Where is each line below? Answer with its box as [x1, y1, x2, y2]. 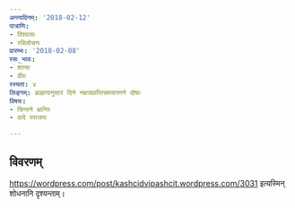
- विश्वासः [9, 30, 36, 39]
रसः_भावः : [9, 55, 36, 64]
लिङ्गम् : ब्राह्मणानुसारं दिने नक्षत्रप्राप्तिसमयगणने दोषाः [9, 88, 142, 97]
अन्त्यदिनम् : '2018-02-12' [9, 13, 91, 22]
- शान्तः [9, 64, 31, 73]
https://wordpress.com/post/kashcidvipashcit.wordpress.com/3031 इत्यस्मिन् [9, 178, 285, 188]
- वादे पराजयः [9, 113, 48, 122]
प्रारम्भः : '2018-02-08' [9, 47, 81, 56]
